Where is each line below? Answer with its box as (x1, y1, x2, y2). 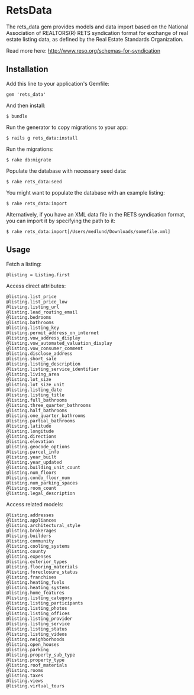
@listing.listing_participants (6, 600, 83, 606)
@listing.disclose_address (6, 350, 73, 357)
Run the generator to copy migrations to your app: (6, 124, 128, 131)
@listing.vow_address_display (6, 335, 81, 341)
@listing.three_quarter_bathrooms (6, 402, 92, 408)
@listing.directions (6, 433, 57, 439)
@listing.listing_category (6, 595, 73, 601)
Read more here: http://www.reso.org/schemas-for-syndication (6, 47, 161, 54)
